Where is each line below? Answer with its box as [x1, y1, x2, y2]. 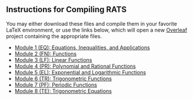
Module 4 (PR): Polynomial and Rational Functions [14, 63, 137, 70]
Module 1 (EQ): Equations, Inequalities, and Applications [14, 44, 150, 51]
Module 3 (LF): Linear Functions [14, 56, 92, 63]
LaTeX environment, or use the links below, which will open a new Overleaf [6, 26, 187, 33]
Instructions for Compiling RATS [6, 5, 127, 15]
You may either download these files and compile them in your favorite [6, 20, 178, 27]
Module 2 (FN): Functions [14, 50, 77, 57]
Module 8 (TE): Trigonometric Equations [14, 87, 112, 94]
